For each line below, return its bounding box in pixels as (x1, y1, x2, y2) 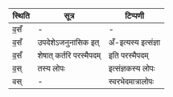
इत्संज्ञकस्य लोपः (108, 63, 155, 74)
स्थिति (12, 10, 30, 21)
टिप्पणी (124, 10, 145, 21)
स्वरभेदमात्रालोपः (108, 76, 154, 87)
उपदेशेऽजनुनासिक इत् (37, 37, 100, 47)
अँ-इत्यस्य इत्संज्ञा (108, 37, 161, 47)
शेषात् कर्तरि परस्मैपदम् (37, 50, 101, 61)
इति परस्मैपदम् (108, 50, 149, 61)
